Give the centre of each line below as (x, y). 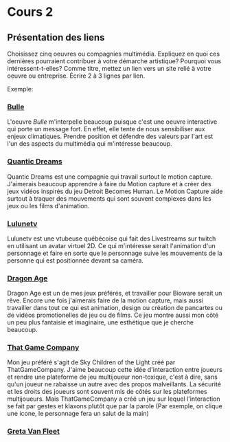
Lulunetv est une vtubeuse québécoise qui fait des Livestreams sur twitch (112, 239)
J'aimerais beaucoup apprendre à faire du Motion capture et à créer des (109, 184)
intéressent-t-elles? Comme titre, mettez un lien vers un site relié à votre (109, 68)
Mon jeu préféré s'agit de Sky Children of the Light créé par (91, 362)
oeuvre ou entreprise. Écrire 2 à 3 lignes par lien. (76, 76)
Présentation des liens (56, 37)
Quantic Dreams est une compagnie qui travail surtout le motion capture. (110, 177)
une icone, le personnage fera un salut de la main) (78, 414)
